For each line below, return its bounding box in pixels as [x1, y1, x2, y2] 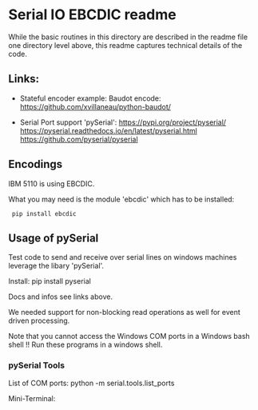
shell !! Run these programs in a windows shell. [8, 340, 163, 349]
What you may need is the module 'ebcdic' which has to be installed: [8, 194, 235, 204]
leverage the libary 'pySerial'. [8, 261, 105, 271]
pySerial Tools [8, 360, 65, 371]
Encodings [8, 157, 63, 171]
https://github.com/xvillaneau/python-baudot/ [19, 102, 172, 111]
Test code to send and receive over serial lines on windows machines [8, 253, 237, 262]
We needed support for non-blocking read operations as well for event [8, 308, 241, 317]
